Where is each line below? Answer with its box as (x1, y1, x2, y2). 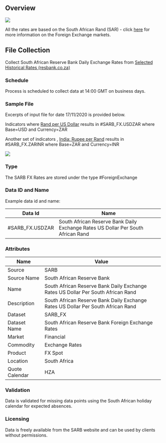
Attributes (5, 245, 30, 252)
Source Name (7, 275, 40, 281)
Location (7, 358, 28, 365)
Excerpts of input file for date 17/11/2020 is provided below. (5, 111, 126, 118)
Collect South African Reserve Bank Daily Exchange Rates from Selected (5, 59, 153, 65)
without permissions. (5, 432, 48, 438)
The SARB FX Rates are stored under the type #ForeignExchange (5, 174, 137, 180)
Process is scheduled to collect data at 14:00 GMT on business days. (5, 88, 146, 94)
